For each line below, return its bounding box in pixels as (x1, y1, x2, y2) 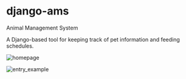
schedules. (6, 42, 34, 49)
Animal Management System (6, 24, 78, 31)
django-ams (6, 4, 69, 18)
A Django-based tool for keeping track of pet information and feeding (6, 36, 181, 43)
